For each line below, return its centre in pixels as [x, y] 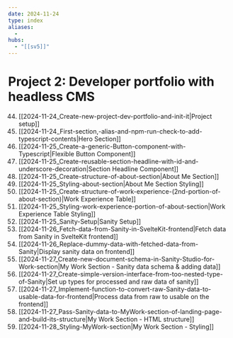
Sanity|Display [39, 251]
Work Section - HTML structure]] [146, 319]
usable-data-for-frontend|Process [68, 296]
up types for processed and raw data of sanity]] [129, 281]
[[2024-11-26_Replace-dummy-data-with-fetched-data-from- [108, 244]
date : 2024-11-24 [34, 14]
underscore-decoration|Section [64, 169]
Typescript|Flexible [46, 153]
